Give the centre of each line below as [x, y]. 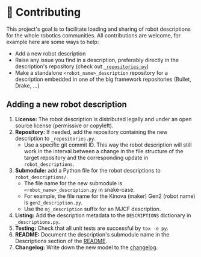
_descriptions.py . [37, 221]
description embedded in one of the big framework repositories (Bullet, [103, 79]
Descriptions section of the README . [61, 241]
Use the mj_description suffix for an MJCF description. [92, 209]
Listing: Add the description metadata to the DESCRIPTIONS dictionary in [103, 215]
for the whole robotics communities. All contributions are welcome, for [94, 35]
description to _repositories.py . [55, 138]
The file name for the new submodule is [73, 183]
